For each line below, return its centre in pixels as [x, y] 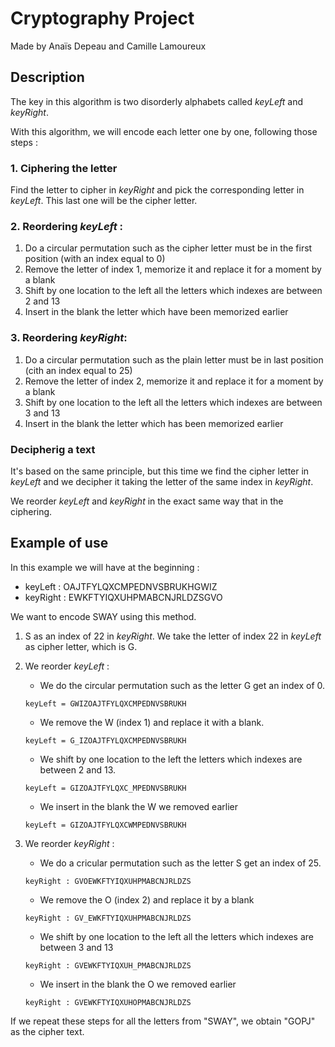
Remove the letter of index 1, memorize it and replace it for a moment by [173, 269]
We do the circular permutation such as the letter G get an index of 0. [182, 685]
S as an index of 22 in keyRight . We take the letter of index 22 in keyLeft [173, 636]
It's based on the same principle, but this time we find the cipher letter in [160, 471]
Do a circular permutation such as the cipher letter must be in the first [168, 248]
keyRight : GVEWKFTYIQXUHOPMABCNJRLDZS [108, 1002]
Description [47, 77]
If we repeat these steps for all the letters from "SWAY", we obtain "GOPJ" [163, 1021]
